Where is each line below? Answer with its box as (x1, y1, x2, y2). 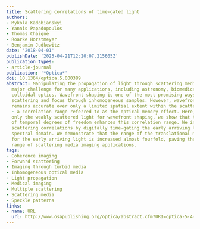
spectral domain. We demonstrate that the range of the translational (11, 131, 190, 137)
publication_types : (6, 58, 55, 64)
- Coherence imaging (6, 153, 58, 159)
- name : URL (6, 208, 36, 215)
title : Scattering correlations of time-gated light (6, 8, 140, 15)
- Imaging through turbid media (6, 164, 86, 170)
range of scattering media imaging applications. (11, 141, 137, 148)
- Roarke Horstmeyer (6, 36, 58, 42)
